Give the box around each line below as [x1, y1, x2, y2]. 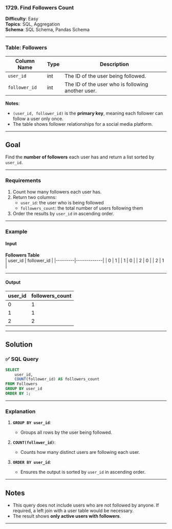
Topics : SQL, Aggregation [5, 21, 60, 27]
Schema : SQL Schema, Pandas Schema [5, 27, 90, 33]
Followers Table [5, 252, 40, 258]
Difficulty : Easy [5, 16, 38, 22]
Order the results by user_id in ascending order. [12, 210, 114, 216]
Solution [5, 340, 33, 349]
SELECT [5, 367, 19, 372]
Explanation [5, 408, 36, 415]
